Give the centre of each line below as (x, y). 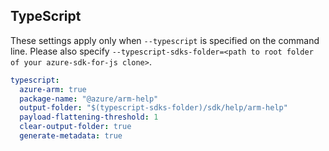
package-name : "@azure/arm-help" (89, 99)
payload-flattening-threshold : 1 (89, 117)
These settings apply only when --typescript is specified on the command (165, 40)
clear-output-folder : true (75, 127)
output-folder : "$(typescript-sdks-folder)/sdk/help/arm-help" (153, 108)
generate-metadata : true (71, 136)
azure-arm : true (53, 89)
